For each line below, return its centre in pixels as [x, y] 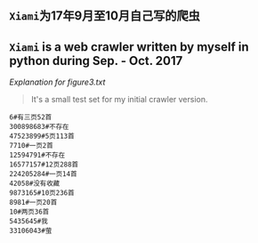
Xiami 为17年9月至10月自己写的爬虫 [105, 16]
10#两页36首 [29, 212]
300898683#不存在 [39, 127]
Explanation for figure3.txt [57, 82]
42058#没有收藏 [35, 184]
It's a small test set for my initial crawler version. [119, 100]
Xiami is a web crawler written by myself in [129, 47]
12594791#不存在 [37, 155]
